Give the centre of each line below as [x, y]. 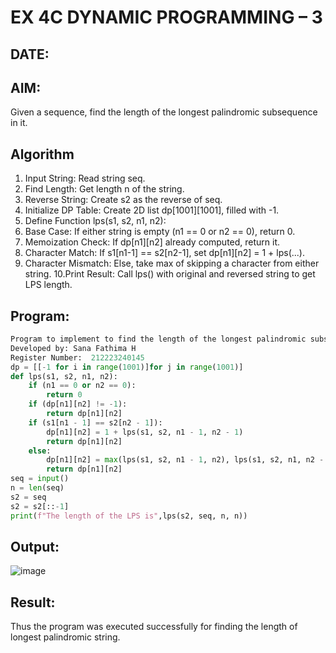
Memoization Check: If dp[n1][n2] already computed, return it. [152, 242]
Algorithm [42, 154]
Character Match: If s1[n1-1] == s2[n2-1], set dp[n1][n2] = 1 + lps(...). [165, 253]
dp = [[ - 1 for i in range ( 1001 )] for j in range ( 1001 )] [127, 367]
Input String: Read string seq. [85, 178]
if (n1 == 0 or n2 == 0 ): [82, 386]
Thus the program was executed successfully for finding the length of [154, 627]
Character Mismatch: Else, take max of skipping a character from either [172, 263]
